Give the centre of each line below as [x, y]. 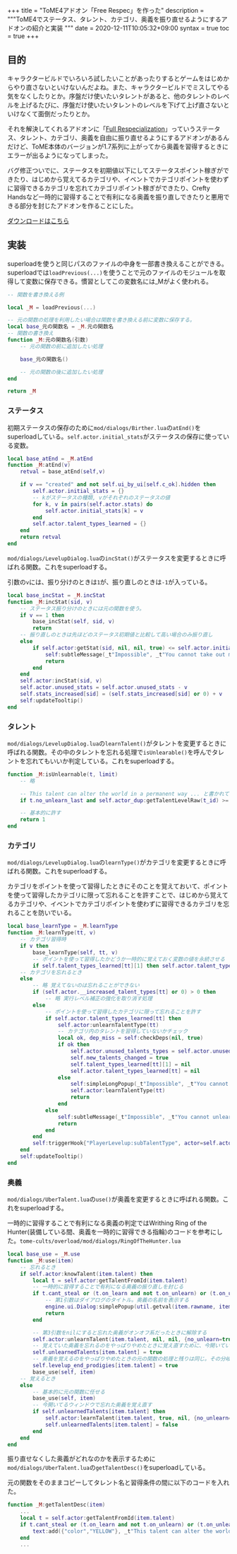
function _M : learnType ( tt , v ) [52, 933]
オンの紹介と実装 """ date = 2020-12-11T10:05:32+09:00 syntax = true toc [121, 28]
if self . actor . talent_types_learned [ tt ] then [113, 1018]
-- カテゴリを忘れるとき [51, 972]
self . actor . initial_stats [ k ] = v [94, 511]
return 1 [33, 820]
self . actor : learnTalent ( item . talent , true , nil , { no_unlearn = [138, 1418]
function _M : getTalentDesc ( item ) [56, 1505]
